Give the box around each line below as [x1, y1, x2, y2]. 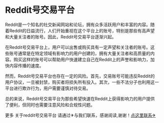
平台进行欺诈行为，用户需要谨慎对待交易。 [5, 85, 91, 91]
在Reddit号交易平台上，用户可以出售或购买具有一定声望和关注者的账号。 [5, 44, 151, 50]
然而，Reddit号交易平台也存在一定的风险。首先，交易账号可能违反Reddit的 [5, 73, 155, 79]
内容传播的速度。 [9, 62, 44, 69]
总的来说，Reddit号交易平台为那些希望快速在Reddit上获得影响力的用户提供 [5, 96, 155, 101]
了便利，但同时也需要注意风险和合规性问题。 [5, 101, 95, 108]
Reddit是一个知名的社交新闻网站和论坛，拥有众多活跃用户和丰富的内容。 [5, 22, 151, 27]
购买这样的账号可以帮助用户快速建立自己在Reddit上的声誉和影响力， [13, 56, 151, 62]
